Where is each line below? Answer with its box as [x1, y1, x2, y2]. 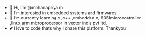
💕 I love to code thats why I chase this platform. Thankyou [9, 25, 126, 31]
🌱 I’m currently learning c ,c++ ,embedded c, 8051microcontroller [9, 15, 141, 20]
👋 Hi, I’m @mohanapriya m [9, 5, 63, 10]
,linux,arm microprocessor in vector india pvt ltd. [9, 20, 107, 26]
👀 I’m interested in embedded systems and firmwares [9, 10, 117, 16]
